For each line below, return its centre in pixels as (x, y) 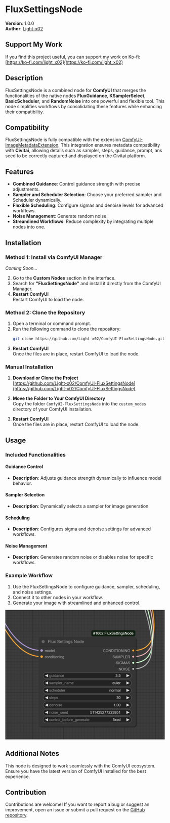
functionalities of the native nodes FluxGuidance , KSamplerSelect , (75, 96)
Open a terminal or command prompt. (52, 324)
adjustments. (26, 189)
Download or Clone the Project (45, 378)
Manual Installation (29, 367)
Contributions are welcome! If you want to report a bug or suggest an (77, 804)
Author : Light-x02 (24, 28)
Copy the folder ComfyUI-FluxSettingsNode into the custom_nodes (79, 404)
